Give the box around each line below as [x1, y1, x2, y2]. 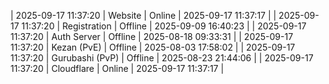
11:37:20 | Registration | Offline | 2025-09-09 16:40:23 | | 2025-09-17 [21, 20, 307, 32]
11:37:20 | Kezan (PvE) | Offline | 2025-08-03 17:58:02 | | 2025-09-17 [10, 41, 296, 53]
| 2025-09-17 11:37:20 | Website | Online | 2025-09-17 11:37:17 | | [10, 10, 277, 21]
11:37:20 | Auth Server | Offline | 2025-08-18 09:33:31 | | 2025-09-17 [10, 31, 294, 42]
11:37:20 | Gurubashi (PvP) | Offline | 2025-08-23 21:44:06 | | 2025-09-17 [10, 52, 314, 64]
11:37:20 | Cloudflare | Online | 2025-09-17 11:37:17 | [10, 63, 225, 74]
